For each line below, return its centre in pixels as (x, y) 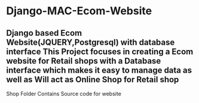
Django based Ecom (44, 33)
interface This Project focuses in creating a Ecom (100, 51)
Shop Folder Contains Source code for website (64, 94)
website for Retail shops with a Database (84, 61)
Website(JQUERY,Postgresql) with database (91, 42)
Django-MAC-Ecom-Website (79, 11)
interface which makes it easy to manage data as (99, 70)
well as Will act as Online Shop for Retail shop (93, 79)
